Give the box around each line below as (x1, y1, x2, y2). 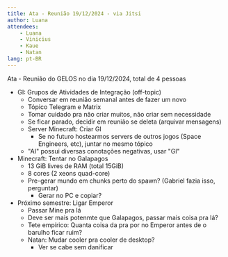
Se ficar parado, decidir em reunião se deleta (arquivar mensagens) (27, 117, 222, 126)
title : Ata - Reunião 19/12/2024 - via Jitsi (7, 10, 141, 17)
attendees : (7, 23, 39, 30)
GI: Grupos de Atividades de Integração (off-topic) (17, 88, 162, 96)
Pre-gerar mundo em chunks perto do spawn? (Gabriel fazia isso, (27, 176, 215, 185)
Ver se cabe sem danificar (38, 242, 113, 251)
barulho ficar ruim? (27, 228, 82, 236)
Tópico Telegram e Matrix (27, 102, 101, 111)
